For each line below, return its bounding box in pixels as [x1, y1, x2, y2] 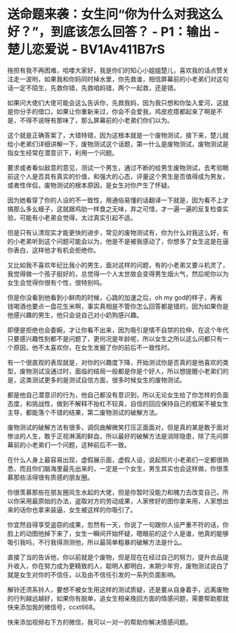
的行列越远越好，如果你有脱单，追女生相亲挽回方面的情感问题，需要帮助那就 [7, 594, 229, 602]
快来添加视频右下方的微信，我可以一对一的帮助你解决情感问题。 [7, 618, 192, 626]
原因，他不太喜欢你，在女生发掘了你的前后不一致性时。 [13, 343, 173, 352]
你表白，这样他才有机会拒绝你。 [7, 246, 100, 254]
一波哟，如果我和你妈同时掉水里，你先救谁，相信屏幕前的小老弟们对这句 [19, 74, 229, 83]
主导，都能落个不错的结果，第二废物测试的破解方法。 [7, 408, 162, 416]
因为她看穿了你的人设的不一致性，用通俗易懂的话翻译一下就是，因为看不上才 [7, 196, 229, 204]
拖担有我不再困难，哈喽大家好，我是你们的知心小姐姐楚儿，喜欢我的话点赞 [7, 66, 223, 74]
